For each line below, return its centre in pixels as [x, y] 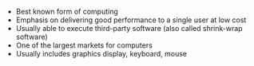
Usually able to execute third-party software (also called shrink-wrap [129, 28]
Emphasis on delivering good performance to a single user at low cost [131, 20]
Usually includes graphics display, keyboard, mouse [101, 54]
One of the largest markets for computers [84, 45]
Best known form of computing [67, 12]
